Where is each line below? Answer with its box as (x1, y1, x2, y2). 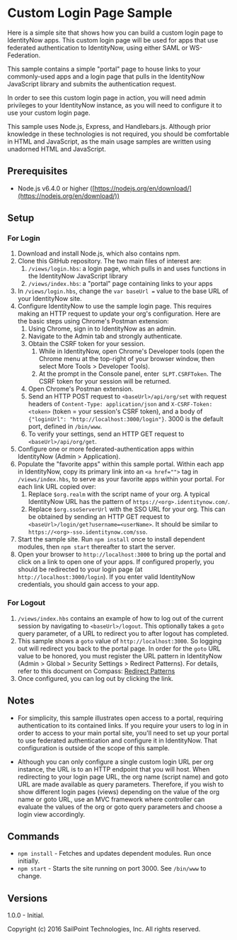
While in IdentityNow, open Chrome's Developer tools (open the (38, 347, 225, 355)
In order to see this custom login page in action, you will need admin (7, 93, 207, 102)
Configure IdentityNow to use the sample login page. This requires (17, 302, 212, 311)
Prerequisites (7, 165, 68, 178)
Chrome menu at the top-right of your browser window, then (38, 355, 215, 363)
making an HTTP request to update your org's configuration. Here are (17, 309, 221, 318)
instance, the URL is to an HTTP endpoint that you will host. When (17, 764, 210, 773)
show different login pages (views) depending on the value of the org (17, 787, 220, 796)
